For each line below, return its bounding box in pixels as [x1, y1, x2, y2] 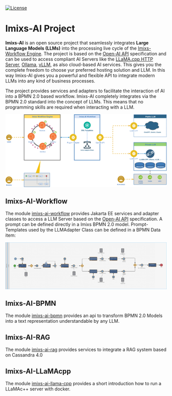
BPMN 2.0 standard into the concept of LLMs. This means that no [5, 98, 143, 105]
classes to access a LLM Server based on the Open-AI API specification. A [5, 216, 163, 222]
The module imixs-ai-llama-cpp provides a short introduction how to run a [5, 381, 162, 386]
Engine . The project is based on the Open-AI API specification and [26, 50, 166, 56]
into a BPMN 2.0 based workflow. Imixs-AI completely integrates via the [5, 93, 157, 99]
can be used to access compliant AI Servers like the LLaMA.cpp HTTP [5, 56, 154, 62]
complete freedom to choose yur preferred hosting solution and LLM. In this [5, 67, 165, 73]
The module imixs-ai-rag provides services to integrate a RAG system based [5, 346, 166, 353]
